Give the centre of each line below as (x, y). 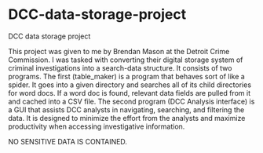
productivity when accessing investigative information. (97, 126)
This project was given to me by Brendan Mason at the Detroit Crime (119, 51)
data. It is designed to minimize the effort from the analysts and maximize (127, 118)
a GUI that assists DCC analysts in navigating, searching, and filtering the (126, 109)
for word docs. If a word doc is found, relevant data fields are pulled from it (130, 93)
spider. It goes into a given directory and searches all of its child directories (130, 85)
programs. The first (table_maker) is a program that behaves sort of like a (126, 76)
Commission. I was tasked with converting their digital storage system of (126, 60)
